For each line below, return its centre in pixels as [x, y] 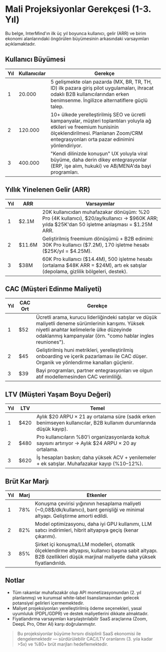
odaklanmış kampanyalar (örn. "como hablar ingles [95, 336]
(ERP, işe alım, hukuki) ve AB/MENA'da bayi [101, 166]
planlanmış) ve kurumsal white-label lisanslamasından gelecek [76, 598]
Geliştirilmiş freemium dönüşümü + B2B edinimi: [98, 239]
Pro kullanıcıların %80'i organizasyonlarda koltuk [93, 437]
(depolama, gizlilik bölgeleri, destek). [85, 271]
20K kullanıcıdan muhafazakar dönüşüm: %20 [96, 212]
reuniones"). [51, 342]
